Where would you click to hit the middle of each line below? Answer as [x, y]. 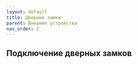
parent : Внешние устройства [42, 23]
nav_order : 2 [23, 29]
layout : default [27, 12]
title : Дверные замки [34, 18]
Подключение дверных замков [69, 53]
